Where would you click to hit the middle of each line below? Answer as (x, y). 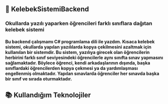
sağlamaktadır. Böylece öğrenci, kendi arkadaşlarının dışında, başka (78, 62)
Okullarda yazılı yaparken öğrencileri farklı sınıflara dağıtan (79, 23)
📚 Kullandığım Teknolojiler (48, 95)
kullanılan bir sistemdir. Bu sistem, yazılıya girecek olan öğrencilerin (77, 52)
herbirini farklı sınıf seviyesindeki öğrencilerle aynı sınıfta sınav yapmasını (84, 57)
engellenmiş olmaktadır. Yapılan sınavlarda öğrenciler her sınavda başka (82, 73)
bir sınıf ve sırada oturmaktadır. (39, 78)
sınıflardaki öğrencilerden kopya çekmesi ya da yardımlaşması (71, 68)
